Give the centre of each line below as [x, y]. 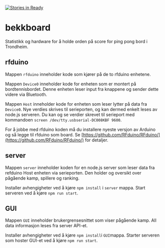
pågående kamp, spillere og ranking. [42, 178]
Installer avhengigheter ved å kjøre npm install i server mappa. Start [75, 187]
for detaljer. [97, 140]
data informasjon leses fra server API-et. [46, 226]
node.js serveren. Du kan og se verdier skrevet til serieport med [70, 115]
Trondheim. [17, 47]
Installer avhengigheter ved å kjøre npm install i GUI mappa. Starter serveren [82, 235]
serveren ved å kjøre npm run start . [42, 193]
